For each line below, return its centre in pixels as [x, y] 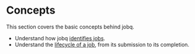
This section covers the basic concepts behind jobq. [70, 27]
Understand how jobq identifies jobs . [60, 38]
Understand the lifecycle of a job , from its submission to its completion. [102, 45]
